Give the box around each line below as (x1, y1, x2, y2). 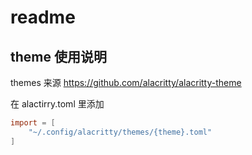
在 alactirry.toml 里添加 (10, 98, 105, 110)
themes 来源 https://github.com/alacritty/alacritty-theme (10, 77, 242, 88)
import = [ (10, 118, 56, 128)
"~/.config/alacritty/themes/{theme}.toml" (28, 127, 213, 137)
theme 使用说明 (10, 48, 107, 65)
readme (10, 6, 76, 29)
